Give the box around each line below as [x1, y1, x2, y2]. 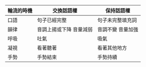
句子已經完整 [37, 17, 67, 24]
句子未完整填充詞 [97, 17, 137, 24]
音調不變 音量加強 [97, 26, 139, 33]
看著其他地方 [97, 44, 127, 51]
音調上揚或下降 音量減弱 [37, 26, 93, 33]
